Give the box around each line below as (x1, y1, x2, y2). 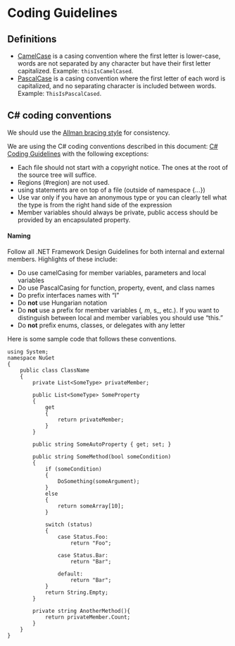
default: (57, 571, 83, 578)
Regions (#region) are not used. (17, 178, 110, 186)
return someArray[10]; (57, 503, 125, 510)
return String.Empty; (44, 589, 109, 597)
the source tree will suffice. (17, 171, 97, 179)
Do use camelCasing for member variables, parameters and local (17, 269, 206, 277)
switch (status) (44, 521, 93, 528)
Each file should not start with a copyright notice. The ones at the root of (17, 163, 229, 171)
